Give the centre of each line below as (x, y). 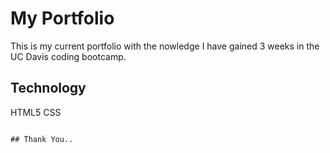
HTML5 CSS (36, 112)
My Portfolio (62, 18)
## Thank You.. (42, 139)
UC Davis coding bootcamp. (68, 56)
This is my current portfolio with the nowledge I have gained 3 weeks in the (165, 46)
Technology (48, 88)
